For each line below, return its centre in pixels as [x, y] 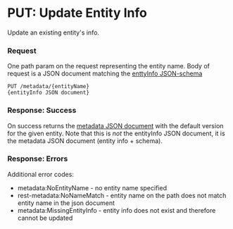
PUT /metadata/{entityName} [49, 87]
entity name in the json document [66, 203]
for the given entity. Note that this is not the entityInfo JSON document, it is [116, 133]
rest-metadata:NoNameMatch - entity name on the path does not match [122, 195]
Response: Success [42, 111]
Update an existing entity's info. [53, 32]
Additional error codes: [40, 174]
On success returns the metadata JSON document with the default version [115, 125]
